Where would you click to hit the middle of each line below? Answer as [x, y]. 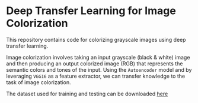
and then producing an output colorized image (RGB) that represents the [95, 64]
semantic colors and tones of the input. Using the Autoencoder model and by [99, 69]
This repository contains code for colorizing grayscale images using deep [96, 39]
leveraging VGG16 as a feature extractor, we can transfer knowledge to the [96, 76]
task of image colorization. [39, 82]
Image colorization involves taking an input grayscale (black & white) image [98, 57]
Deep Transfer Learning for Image [91, 11]
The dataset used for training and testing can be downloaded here [87, 94]
